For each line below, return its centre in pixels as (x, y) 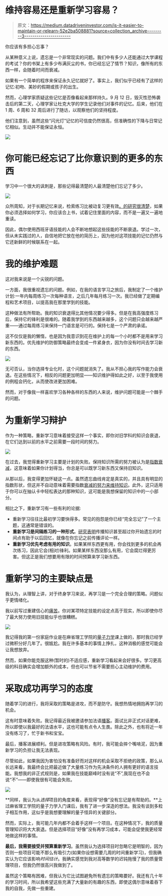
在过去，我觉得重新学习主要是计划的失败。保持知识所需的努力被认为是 (77, 462)
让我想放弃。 (18, 649)
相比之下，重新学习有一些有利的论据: (43, 508)
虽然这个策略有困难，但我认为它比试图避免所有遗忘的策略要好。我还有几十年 (84, 875)
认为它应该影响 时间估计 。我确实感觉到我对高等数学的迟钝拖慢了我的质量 (84, 859)
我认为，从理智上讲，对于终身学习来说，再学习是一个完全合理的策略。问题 (82, 593)
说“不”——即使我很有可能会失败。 (40, 779)
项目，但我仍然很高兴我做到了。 (42, 865)
